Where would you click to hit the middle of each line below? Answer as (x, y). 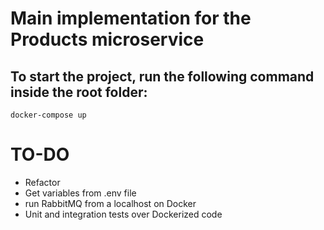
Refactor (42, 182)
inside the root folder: (79, 92)
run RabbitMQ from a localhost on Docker (110, 203)
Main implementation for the (131, 18)
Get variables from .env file (80, 193)
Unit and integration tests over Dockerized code (123, 214)
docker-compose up (48, 115)
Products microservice (107, 39)
